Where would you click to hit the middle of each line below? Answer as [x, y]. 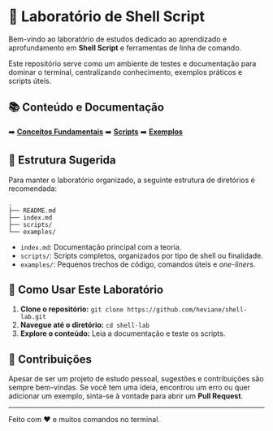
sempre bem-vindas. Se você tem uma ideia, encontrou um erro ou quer [129, 387]
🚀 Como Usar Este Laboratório [86, 289]
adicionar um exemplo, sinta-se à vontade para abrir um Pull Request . [126, 396]
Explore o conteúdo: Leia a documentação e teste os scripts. [123, 333]
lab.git [33, 317]
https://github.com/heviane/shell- [187, 310]
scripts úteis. [30, 81]
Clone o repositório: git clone [72, 309]
